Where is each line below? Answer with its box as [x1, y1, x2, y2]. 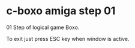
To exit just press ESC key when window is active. [6, 35, 130, 42]
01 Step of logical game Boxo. [6, 24, 80, 31]
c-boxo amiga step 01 [6, 4, 116, 18]
